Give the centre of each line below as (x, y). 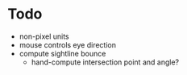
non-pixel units (44, 36)
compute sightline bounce (62, 53)
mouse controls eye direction (67, 44)
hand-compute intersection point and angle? (105, 62)
